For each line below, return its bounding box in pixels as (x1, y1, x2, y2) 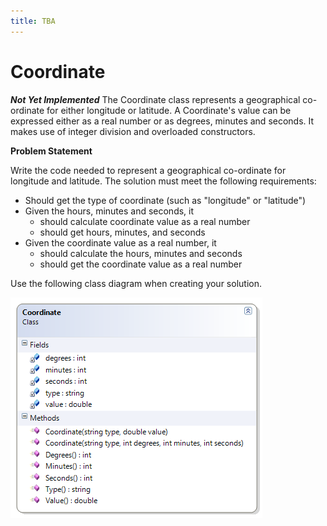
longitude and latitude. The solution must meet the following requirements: (10, 175, 317, 187)
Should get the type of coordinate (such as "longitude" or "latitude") (24, 194, 307, 206)
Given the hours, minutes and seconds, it (24, 205, 195, 217)
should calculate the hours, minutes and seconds (39, 247, 243, 259)
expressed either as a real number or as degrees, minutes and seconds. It (10, 115, 315, 127)
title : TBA (10, 16, 56, 26)
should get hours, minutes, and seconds (39, 226, 206, 238)
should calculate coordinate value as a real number (39, 215, 251, 227)
